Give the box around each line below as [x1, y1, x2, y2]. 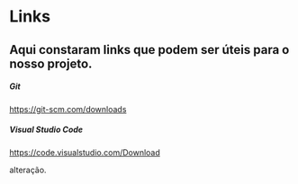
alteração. [9, 164, 47, 175]
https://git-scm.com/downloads [9, 103, 127, 114]
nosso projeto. [9, 56, 93, 71]
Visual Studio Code [9, 124, 84, 136]
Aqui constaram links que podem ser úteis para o [9, 42, 290, 57]
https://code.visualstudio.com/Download [9, 146, 160, 158]
